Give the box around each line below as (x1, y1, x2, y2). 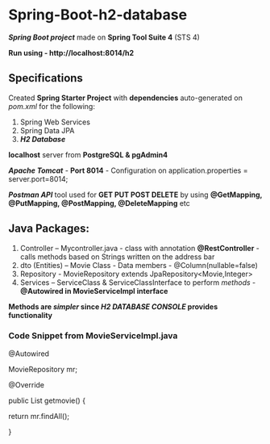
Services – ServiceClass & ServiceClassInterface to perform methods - (19, 277, 256, 287)
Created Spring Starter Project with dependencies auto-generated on (8, 93, 243, 103)
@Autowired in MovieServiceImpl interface (19, 286, 168, 295)
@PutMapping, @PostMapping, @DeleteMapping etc (8, 198, 191, 207)
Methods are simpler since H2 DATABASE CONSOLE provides (8, 301, 218, 312)
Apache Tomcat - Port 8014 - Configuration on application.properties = (8, 165, 248, 175)
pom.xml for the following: (8, 101, 95, 111)
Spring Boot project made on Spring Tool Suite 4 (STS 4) (8, 32, 200, 42)
